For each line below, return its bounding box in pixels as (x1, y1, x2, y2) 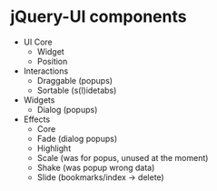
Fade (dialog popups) (36, 133, 118, 144)
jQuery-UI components (10, 6, 187, 27)
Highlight (36, 143, 72, 154)
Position (36, 55, 68, 66)
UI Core (23, 36, 53, 47)
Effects (23, 114, 51, 125)
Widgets (23, 94, 55, 106)
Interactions (23, 65, 69, 76)
